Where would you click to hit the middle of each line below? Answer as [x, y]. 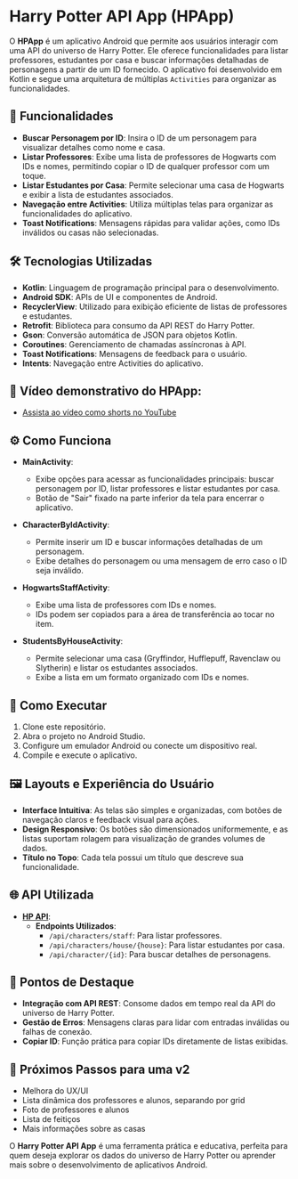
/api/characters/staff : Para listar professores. [135, 935]
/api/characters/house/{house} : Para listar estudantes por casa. [167, 945]
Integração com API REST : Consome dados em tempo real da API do [149, 1004]
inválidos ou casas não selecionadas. [90, 232]
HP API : [36, 916]
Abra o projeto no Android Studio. [84, 736]
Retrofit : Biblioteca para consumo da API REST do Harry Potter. [138, 325]
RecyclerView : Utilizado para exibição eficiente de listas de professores [154, 306]
